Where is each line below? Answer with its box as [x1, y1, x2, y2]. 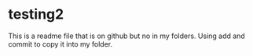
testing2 [8, 5, 64, 23]
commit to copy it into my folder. [8, 39, 113, 48]
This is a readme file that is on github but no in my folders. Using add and [8, 31, 245, 40]
